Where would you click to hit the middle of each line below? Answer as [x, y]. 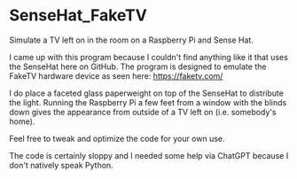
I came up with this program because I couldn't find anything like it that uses [148, 57]
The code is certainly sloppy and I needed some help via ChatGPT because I [149, 155]
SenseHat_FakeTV [78, 16]
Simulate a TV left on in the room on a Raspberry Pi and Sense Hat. [132, 40]
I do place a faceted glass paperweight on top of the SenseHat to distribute [146, 93]
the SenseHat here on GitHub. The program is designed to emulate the [138, 66]
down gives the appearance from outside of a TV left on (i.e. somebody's [143, 112]
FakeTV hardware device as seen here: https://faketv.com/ [116, 75]
